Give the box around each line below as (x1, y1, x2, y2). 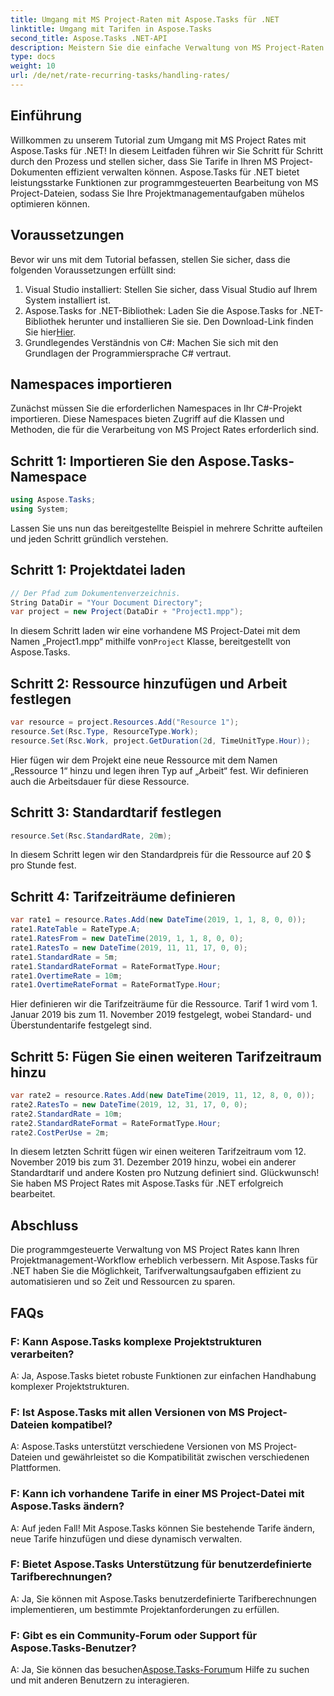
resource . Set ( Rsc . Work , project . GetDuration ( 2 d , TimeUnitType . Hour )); (10, 736, 311, 746)
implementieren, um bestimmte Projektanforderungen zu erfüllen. (10, 1603, 280, 1615)
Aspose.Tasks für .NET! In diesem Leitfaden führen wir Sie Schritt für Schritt (10, 144, 324, 156)
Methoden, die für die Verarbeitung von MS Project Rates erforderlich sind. (10, 424, 320, 436)
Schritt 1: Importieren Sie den (10, 452, 196, 470)
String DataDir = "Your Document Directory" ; (10, 597, 203, 608)
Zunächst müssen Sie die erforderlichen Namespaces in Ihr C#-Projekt (10, 402, 302, 415)
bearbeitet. (10, 1188, 56, 1200)
